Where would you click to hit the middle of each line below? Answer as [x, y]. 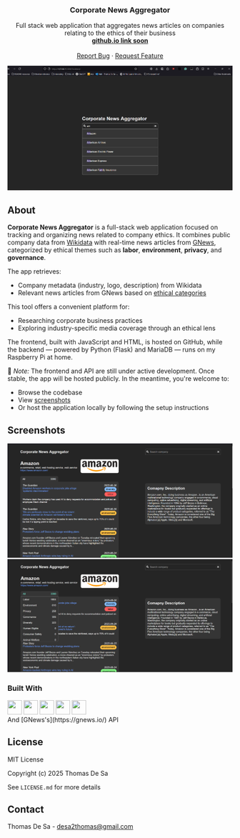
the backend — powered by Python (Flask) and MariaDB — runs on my [111, 350]
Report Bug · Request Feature [120, 56]
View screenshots [44, 400]
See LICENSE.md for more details [54, 787]
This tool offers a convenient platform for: [69, 307]
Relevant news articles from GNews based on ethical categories [112, 293]
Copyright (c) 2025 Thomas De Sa [58, 773]
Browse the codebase [50, 393]
